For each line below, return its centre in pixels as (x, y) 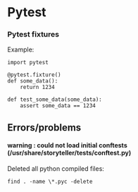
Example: (21, 49)
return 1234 (37, 88)
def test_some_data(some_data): (55, 100)
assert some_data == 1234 (58, 106)
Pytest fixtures (33, 35)
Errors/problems (44, 127)
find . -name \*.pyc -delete (50, 182)
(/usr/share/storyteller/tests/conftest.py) (69, 153)
